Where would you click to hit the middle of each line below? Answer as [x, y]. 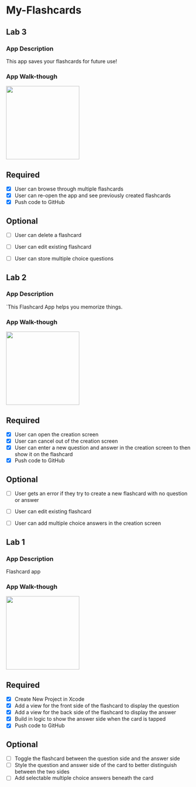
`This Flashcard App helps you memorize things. [64, 307]
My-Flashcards [44, 10]
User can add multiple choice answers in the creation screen [88, 523]
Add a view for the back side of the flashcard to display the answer [95, 713]
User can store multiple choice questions [64, 259]
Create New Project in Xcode [49, 699]
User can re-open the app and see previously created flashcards [92, 196]
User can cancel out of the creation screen [66, 441]
